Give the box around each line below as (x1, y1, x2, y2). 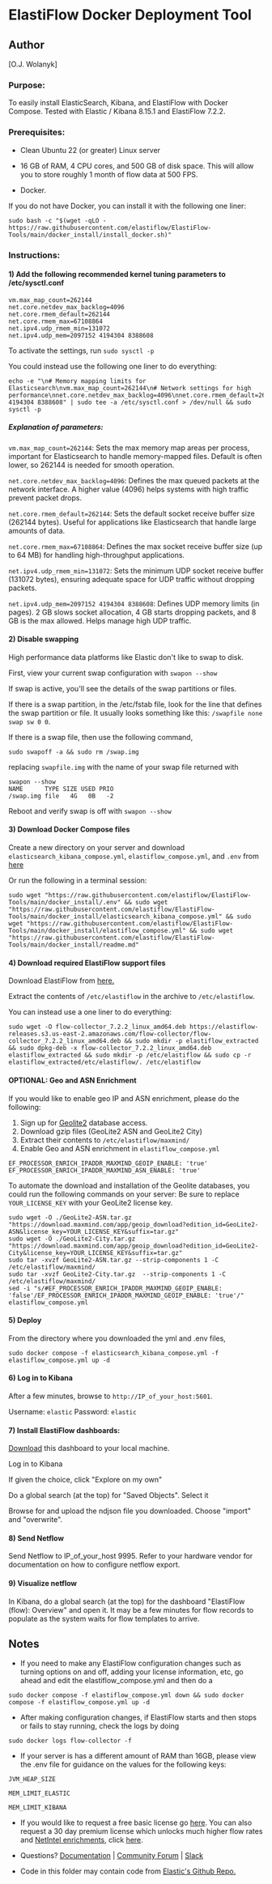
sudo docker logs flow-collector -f (8, 1737, 132, 1746)
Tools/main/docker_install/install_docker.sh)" (8, 231, 172, 239)
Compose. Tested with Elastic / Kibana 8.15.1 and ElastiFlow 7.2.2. (8, 107, 226, 117)
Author (8, 38, 45, 52)
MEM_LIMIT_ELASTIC (8, 1789, 70, 1798)
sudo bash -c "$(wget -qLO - (8, 216, 107, 224)
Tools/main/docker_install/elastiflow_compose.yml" (8, 927, 186, 935)
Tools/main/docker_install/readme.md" (8, 941, 139, 949)
